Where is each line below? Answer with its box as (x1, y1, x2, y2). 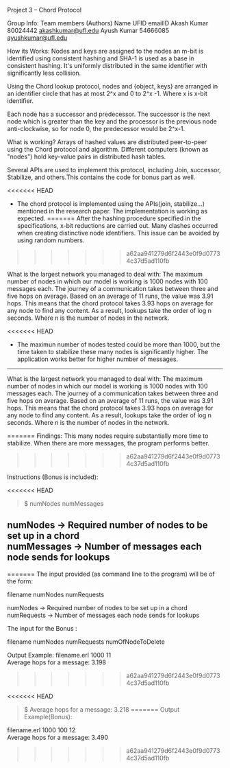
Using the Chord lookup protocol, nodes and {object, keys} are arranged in (7, 82, 218, 90)
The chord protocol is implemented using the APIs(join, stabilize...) (16, 200, 205, 208)
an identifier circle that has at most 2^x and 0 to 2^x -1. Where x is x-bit (7, 89, 207, 97)
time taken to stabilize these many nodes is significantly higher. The (16, 348, 209, 356)
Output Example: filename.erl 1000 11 (7, 651, 112, 659)
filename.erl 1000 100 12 (7, 725, 76, 734)
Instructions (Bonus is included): (7, 473, 99, 481)
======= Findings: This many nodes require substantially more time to (7, 432, 209, 440)
